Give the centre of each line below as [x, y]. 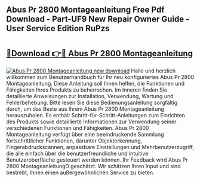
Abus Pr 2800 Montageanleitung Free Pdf [85, 10]
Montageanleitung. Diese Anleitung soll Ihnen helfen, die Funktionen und [96, 84]
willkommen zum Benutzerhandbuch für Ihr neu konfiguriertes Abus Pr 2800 [100, 77]
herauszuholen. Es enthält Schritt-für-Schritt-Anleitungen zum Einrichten [96, 115]
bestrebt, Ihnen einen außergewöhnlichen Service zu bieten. [80, 172]
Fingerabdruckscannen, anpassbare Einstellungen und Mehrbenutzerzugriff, [100, 147]
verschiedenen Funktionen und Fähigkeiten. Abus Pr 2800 [78, 128]
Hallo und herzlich [153, 71]
